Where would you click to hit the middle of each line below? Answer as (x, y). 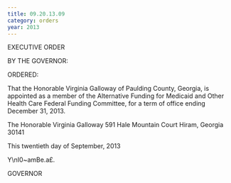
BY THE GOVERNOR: (38, 61)
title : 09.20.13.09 (36, 14)
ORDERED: (23, 74)
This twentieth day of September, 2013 (64, 146)
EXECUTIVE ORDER (36, 48)
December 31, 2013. (37, 111)
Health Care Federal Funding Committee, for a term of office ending (107, 104)
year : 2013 (23, 27)
